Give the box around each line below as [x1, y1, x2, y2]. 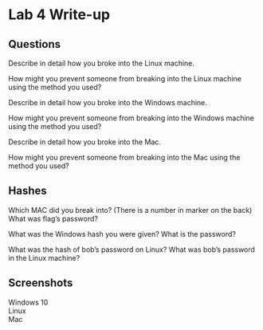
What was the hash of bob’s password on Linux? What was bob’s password [8, 245, 255, 254]
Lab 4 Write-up [8, 6, 110, 24]
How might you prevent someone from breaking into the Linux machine [8, 74, 241, 83]
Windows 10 [8, 297, 49, 307]
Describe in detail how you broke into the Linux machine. [8, 58, 195, 68]
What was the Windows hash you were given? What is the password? [8, 229, 237, 238]
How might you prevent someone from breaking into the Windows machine [8, 113, 255, 123]
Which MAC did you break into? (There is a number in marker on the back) [8, 205, 253, 214]
